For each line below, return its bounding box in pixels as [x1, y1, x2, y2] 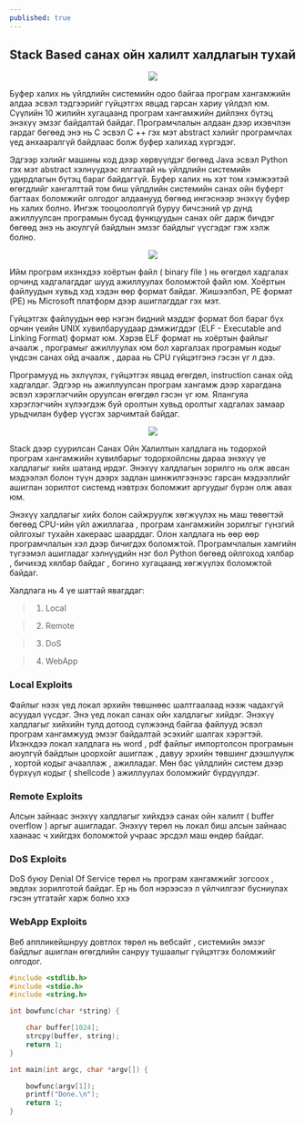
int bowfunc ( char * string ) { [9, 1006, 120, 1016]
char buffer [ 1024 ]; [25, 1023, 100, 1033]
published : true [9, 13, 71, 23]
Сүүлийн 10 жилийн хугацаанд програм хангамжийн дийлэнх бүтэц [9, 108, 273, 119]
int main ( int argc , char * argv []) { [9, 1065, 148, 1074]
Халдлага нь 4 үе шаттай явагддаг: [9, 585, 146, 596]
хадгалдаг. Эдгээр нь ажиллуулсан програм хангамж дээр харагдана [9, 379, 282, 390]
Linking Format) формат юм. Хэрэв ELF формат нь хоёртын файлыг [9, 333, 269, 344]
